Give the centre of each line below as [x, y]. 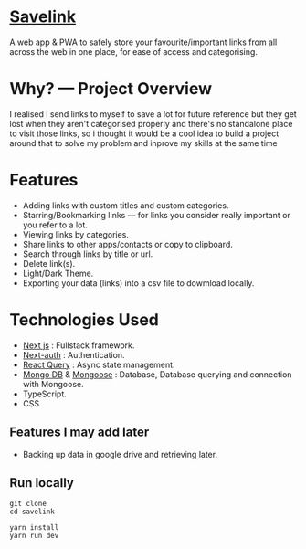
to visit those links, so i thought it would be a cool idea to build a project [144, 133]
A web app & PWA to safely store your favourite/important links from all [143, 42]
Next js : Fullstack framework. [79, 345]
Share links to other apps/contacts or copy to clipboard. [127, 244]
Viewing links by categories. [76, 234]
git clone [28, 504]
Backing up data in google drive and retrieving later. [120, 454]
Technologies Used [84, 320]
